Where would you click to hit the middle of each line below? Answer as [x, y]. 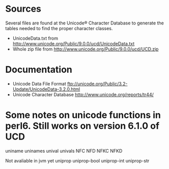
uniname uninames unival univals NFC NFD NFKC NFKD [64, 151]
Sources [23, 9]
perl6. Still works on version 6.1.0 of [82, 126]
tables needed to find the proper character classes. [59, 28]
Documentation [39, 70]
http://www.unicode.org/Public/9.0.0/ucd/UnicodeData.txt [74, 43]
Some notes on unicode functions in [83, 115]
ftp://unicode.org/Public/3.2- [97, 83]
